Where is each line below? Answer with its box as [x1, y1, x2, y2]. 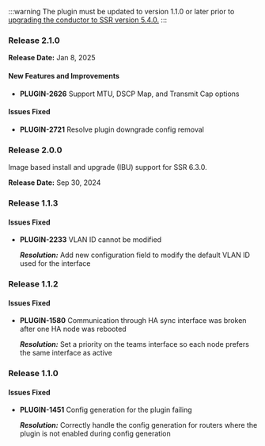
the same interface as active [19, 348, 112, 358]
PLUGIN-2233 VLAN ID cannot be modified [19, 235, 162, 244]
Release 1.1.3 [8, 198, 59, 209]
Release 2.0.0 [8, 144, 62, 156]
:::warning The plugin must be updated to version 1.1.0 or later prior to [8, 7, 235, 16]
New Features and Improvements [8, 71, 120, 80]
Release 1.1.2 [8, 279, 59, 290]
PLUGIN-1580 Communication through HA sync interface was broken [19, 316, 247, 325]
